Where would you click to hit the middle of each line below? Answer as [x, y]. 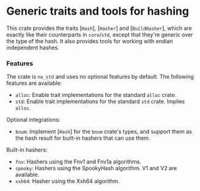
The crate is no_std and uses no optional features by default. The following [100, 77]
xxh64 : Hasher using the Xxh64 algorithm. [67, 181]
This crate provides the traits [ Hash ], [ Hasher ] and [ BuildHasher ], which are [99, 28]
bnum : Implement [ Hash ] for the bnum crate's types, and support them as [103, 132]
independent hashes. [33, 48]
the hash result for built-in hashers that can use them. [83, 138]
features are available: [34, 83]
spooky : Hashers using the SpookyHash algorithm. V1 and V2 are [96, 168]
